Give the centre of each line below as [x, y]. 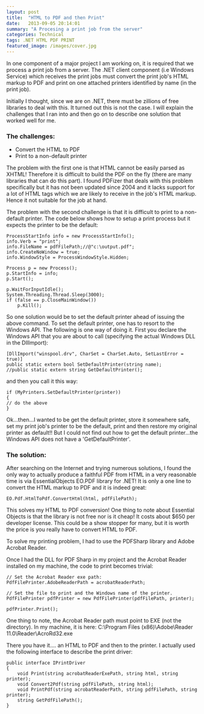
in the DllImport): [27, 343]
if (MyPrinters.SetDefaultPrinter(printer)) [64, 393]
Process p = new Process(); [42, 268]
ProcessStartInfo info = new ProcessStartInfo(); [71, 236]
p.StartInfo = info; [33, 274]
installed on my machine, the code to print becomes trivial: [80, 566]
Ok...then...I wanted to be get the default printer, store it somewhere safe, [98, 420]
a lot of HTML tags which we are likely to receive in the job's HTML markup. [101, 194]
